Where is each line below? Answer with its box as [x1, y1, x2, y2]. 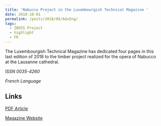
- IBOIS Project [9, 26, 43, 31]
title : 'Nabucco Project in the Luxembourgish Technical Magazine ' [5, 7, 149, 12]
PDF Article [5, 105, 28, 111]
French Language [5, 78, 41, 84]
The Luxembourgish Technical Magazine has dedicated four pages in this [5, 48, 154, 54]
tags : [5, 21, 16, 26]
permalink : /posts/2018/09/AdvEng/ [5, 16, 78, 21]
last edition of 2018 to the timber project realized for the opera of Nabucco [5, 53, 156, 59]
